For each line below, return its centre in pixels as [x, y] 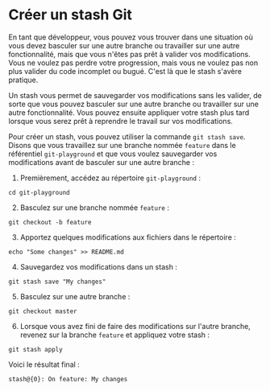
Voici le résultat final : [44, 364]
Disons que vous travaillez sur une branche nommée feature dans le [122, 145]
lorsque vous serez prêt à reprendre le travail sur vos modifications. [121, 121]
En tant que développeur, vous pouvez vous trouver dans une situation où [131, 37]
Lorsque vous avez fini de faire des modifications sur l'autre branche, [135, 326]
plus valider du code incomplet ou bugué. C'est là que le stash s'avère [125, 71]
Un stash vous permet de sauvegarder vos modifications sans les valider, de [135, 95]
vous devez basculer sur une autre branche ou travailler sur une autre [124, 45]
